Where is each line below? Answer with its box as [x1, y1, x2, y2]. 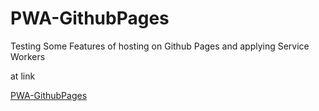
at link [10, 70, 36, 82]
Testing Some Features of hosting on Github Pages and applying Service [10, 40, 310, 52]
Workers [10, 50, 46, 62]
